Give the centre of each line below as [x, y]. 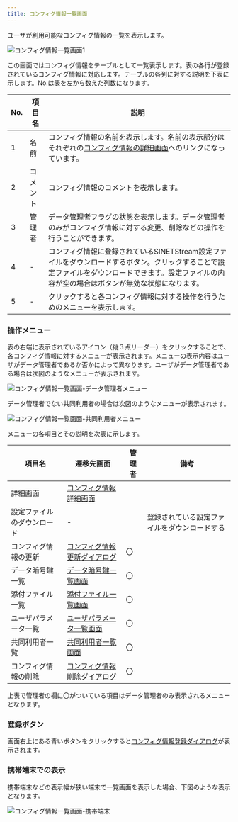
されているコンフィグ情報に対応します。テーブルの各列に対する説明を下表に [118, 74]
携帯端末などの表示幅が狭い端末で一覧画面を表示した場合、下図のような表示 [119, 787]
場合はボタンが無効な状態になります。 [140, 283]
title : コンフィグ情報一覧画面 [47, 14]
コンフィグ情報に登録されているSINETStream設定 [131, 251]
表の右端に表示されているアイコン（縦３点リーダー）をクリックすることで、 [119, 347]
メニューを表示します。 [101, 307]
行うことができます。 [84, 238]
